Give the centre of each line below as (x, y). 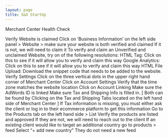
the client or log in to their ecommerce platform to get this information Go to (84, 109)
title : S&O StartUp (26, 15)
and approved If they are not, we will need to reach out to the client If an (80, 119)
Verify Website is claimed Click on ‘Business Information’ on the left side (80, 39)
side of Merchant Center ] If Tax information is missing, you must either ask (84, 103)
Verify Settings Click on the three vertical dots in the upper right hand (78, 76)
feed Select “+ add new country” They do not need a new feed (71, 130)
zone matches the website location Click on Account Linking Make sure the (83, 87)
